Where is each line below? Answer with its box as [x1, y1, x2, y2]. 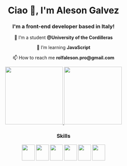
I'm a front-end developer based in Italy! [12, 23, 115, 30]
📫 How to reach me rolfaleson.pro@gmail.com [12, 55, 115, 61]
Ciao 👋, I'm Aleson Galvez [8, 5, 119, 16]
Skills [56, 133, 71, 140]
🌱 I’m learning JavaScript [36, 45, 91, 51]
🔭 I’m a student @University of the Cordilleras [14, 34, 113, 40]
